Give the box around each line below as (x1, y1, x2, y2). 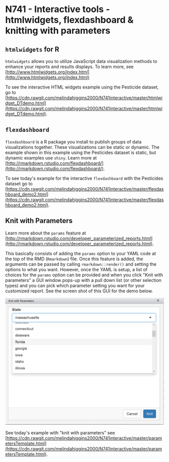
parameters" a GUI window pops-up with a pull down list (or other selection (5, 277, 162, 283)
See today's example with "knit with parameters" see (5, 430, 115, 436)
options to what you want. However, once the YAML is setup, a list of (5, 266, 148, 272)
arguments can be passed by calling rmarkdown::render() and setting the (5, 261, 157, 267)
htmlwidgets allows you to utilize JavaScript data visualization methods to (5, 58, 157, 64)
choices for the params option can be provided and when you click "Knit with (5, 272, 163, 278)
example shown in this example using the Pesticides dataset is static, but (5, 149, 156, 156)
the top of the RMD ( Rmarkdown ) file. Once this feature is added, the (5, 256, 143, 262)
